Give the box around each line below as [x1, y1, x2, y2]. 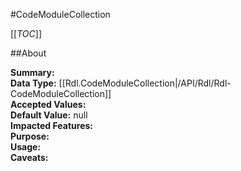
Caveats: [10, 152, 49, 163]
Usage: [10, 141, 42, 153]
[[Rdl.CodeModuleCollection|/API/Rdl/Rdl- [58, 77, 232, 89]
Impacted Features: [10, 120, 93, 131]
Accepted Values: [10, 99, 87, 110]
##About [10, 47, 47, 59]
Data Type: [10, 77, 57, 89]
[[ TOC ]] [10, 28, 42, 39]
